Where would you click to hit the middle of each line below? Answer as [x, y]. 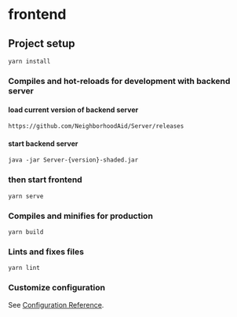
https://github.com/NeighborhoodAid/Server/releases [96, 126]
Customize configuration [57, 288]
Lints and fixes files [46, 251]
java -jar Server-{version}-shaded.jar [73, 160]
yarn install [29, 61]
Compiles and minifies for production [80, 216]
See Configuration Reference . [56, 304]
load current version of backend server [73, 109]
